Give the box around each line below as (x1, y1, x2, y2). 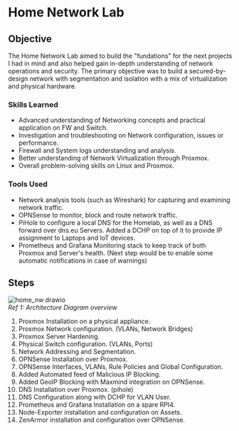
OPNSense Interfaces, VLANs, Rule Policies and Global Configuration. (18, 362, 223, 371)
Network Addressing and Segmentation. (18, 348, 137, 356)
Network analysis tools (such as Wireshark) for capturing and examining (18, 196, 230, 204)
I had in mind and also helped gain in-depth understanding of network (8, 59, 213, 68)
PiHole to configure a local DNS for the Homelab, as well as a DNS (18, 218, 213, 227)
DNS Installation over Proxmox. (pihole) (18, 385, 134, 394)
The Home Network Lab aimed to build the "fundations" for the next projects (8, 51, 233, 60)
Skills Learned (8, 99, 59, 109)
